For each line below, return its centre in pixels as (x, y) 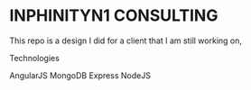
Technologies (35, 58)
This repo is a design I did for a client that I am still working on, (125, 40)
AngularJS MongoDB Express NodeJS (80, 75)
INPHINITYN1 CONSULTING (114, 16)
